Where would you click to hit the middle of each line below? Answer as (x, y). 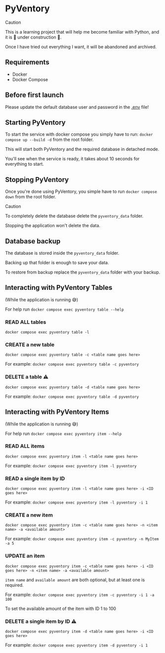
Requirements (27, 62)
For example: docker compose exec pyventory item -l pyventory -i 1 (77, 502)
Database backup (33, 241)
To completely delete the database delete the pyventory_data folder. (74, 216)
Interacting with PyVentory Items (57, 412)
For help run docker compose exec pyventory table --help (65, 309)
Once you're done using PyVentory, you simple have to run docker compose (81, 191)
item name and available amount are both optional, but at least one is (75, 580)
